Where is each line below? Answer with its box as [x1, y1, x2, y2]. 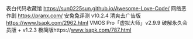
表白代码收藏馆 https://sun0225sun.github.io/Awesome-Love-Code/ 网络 [6, 5, 182, 11]
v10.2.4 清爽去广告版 [91, 12, 142, 19]
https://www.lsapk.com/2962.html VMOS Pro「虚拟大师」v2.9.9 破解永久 [6, 19, 182, 26]
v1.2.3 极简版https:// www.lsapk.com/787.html [22, 26, 132, 33]
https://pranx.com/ [17, 12, 63, 19]
